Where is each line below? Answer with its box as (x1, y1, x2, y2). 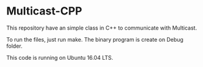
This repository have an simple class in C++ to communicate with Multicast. (6, 24, 197, 31)
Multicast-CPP (6, 4, 83, 18)
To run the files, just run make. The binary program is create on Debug (6, 36, 183, 43)
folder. (6, 42, 23, 49)
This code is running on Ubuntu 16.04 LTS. (6, 54, 114, 61)
